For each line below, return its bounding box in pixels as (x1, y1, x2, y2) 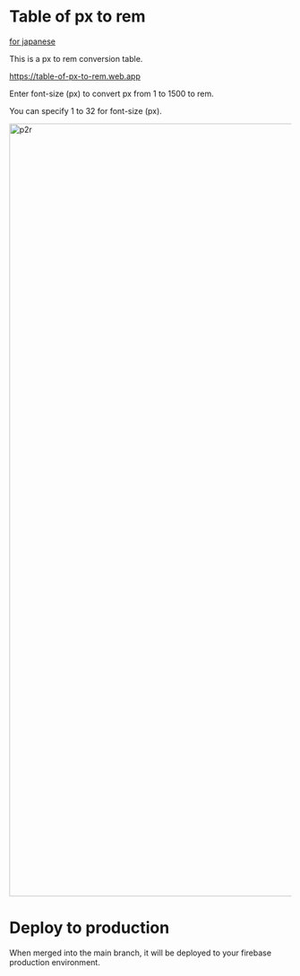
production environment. (9, 956, 100, 967)
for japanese (9, 36, 56, 47)
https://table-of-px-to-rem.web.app (9, 70, 141, 82)
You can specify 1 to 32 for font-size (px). (9, 105, 163, 116)
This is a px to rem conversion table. (9, 53, 143, 64)
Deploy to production (9, 918, 170, 938)
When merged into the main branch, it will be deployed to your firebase (9, 947, 271, 958)
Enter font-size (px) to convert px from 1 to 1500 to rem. (9, 88, 215, 99)
